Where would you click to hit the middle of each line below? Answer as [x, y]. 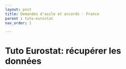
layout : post [18, 9]
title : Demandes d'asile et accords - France [52, 14]
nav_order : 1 [18, 23]
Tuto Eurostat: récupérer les [63, 51]
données [23, 61]
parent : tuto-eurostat [29, 18]
